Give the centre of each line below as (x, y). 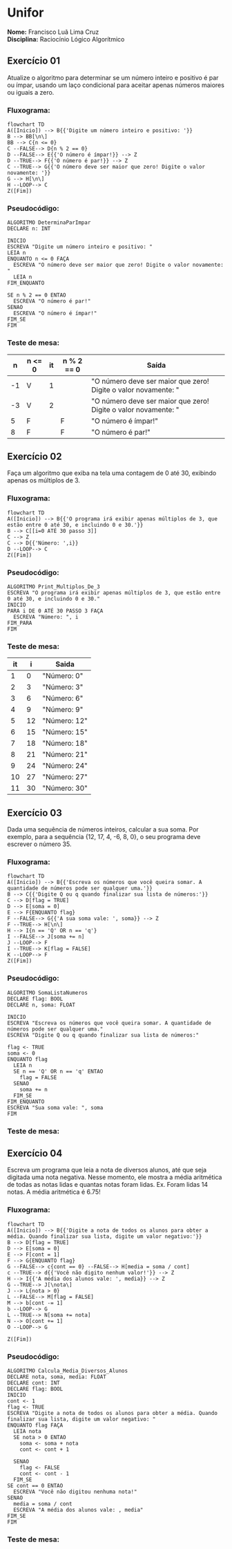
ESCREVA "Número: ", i (46, 617)
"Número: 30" (65, 788)
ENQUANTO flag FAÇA (35, 1425)
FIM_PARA (20, 623)
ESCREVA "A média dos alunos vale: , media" (78, 1510)
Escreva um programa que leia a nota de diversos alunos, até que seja (107, 1170)
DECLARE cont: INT (33, 1383)
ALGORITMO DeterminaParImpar (49, 223)
